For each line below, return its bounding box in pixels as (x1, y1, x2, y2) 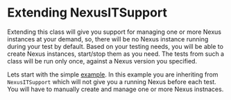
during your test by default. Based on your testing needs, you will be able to (7, 42, 224, 50)
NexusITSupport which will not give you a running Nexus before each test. (7, 77, 216, 86)
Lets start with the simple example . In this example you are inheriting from (7, 70, 219, 79)
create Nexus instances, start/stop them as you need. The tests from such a (7, 50, 224, 58)
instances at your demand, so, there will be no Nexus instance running (7, 34, 209, 43)
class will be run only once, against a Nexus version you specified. (7, 57, 198, 65)
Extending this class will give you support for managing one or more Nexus (7, 28, 222, 36)
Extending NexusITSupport (7, 5, 168, 21)
